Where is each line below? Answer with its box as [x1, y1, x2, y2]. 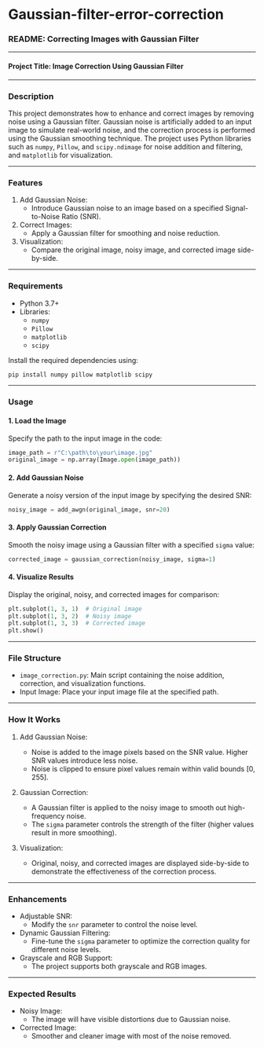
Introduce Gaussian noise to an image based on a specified [31, 203, 224, 213]
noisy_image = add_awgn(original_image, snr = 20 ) [8, 505, 170, 514]
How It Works [8, 714, 61, 725]
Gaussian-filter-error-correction [8, 5, 224, 24]
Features [8, 177, 43, 188]
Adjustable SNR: [19, 911, 73, 921]
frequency [31, 811, 65, 820]
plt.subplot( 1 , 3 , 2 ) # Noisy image [8, 612, 132, 620]
